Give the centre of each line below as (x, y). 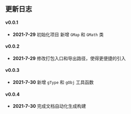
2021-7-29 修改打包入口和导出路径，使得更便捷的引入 (69, 58)
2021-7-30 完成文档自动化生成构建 (49, 106)
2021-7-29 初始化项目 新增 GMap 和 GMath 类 (58, 34)
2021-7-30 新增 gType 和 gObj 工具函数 (53, 82)
